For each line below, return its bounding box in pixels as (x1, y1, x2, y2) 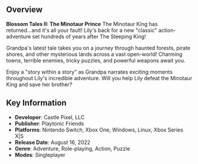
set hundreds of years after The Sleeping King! (32, 32, 147, 40)
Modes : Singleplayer (14, 151, 66, 158)
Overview (6, 5, 43, 15)
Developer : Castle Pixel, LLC (14, 113, 85, 120)
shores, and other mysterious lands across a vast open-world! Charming (6, 50, 183, 58)
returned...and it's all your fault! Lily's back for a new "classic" (6, 27, 158, 34)
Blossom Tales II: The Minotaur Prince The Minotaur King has (6, 20, 158, 27)
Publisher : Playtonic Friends (14, 120, 85, 127)
